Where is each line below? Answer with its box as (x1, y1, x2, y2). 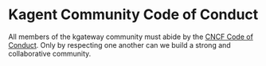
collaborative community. (8, 49, 92, 58)
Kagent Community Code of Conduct (8, 6, 259, 24)
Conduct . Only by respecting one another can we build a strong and (8, 40, 231, 49)
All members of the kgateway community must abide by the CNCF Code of (8, 32, 253, 41)
